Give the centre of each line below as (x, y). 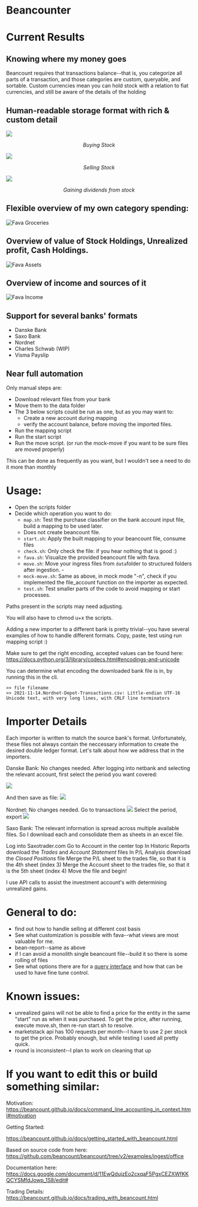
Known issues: (43, 996)
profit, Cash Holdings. (47, 250)
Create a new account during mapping (70, 418)
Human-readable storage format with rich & (88, 111)
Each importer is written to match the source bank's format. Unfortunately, (96, 738)
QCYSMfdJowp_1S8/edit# (37, 1180)
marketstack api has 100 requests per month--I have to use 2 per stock (101, 1031)
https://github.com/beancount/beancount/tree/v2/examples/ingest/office (95, 1156)
